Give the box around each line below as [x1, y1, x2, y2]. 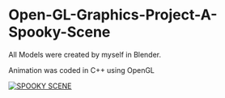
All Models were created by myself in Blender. [8, 49, 162, 59]
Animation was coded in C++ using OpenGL [8, 65, 155, 75]
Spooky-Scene [8, 23, 111, 41]
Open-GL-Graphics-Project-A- [8, 6, 218, 24]
